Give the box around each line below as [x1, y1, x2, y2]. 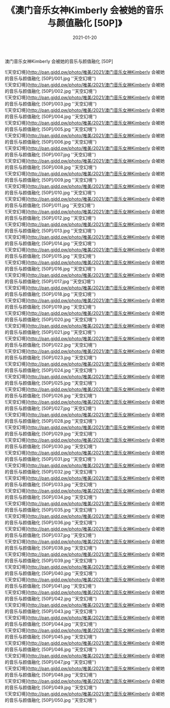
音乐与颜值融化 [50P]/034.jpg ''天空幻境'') [9, 494, 97, 500]
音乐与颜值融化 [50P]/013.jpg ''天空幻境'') [9, 227, 96, 233]
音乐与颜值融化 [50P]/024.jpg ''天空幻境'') [9, 367, 97, 373]
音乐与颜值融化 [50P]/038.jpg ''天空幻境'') [9, 545, 97, 551]
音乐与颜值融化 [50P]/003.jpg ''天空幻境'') [9, 100, 97, 107]
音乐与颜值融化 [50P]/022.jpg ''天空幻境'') [9, 342, 97, 348]
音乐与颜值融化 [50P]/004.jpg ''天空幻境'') [9, 113, 97, 119]
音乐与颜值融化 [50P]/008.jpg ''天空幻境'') [9, 164, 97, 170]
